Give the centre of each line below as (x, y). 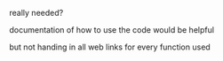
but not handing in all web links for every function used (110, 47)
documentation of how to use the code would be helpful (112, 30)
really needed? (36, 13)
